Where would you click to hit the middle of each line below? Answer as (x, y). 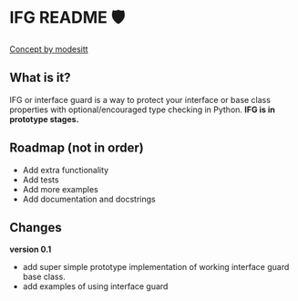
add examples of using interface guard (95, 286)
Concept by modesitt (49, 49)
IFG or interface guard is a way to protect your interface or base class (140, 99)
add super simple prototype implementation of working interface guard (156, 267)
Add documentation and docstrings (89, 199)
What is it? (40, 78)
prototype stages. (44, 119)
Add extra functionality (66, 170)
